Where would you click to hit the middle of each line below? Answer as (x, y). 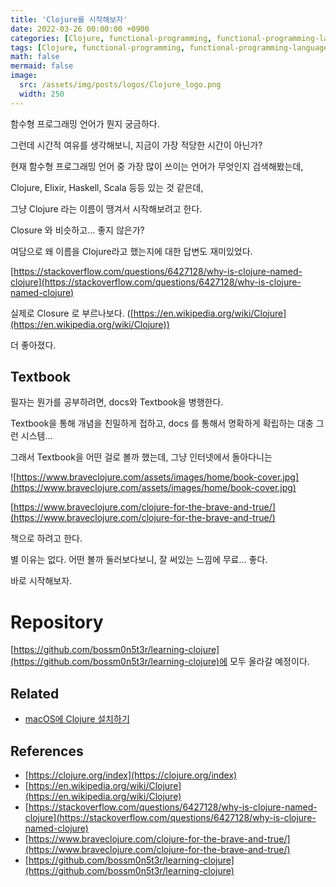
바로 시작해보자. (41, 581)
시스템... (36, 436)
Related (35, 693)
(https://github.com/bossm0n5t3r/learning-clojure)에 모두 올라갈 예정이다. (160, 662)
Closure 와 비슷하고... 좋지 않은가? (77, 230)
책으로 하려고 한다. (46, 538)
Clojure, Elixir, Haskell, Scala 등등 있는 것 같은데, (107, 187)
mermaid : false (42, 66)
